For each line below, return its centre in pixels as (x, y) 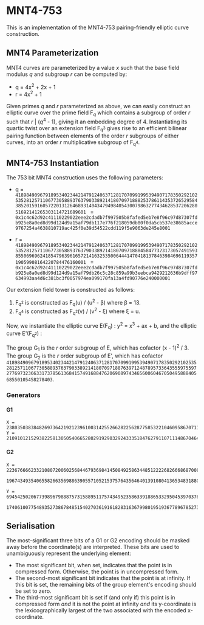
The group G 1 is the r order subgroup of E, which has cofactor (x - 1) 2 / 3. (98, 348)
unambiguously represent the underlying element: (69, 553)
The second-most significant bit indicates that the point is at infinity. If (103, 578)
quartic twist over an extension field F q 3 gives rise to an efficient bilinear (97, 129)
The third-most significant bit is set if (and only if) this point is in (95, 598)
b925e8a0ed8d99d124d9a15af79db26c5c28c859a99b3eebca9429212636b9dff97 (106, 273)
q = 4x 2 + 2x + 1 (35, 86)
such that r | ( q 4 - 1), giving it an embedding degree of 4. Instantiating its (97, 121)
